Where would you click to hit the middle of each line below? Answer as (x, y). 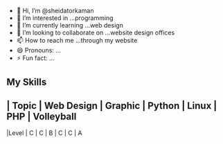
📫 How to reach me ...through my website (77, 40)
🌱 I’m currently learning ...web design (70, 25)
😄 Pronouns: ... (39, 50)
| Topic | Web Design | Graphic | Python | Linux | (112, 106)
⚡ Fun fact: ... (35, 58)
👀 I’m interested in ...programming (65, 18)
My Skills (27, 82)
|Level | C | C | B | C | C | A (44, 133)
